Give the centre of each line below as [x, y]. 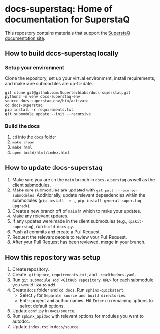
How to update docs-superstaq [54, 168]
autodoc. [21, 321]
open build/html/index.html [41, 153]
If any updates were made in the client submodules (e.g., [70, 221]
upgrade [20, 206]
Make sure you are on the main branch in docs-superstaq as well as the [83, 179]
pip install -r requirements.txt [39, 109]
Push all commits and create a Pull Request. [56, 232]
